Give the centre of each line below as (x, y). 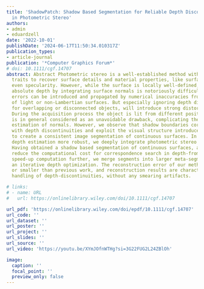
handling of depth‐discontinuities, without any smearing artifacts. (101, 176)
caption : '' (27, 265)
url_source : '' (25, 243)
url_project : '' (27, 232)
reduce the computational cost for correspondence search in (91, 153)
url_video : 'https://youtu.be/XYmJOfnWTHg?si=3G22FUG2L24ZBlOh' (89, 249)
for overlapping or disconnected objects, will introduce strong (96, 108)
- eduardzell (23, 35)
